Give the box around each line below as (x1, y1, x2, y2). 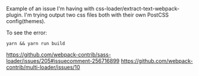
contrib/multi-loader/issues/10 (6, 64, 80, 71)
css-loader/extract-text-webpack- (95, 5, 180, 12)
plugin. (6, 11, 23, 18)
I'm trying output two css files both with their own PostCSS (24, 11, 169, 18)
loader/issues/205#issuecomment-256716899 (6, 58, 120, 64)
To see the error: (6, 29, 48, 36)
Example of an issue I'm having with (6, 5, 95, 12)
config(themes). (6, 18, 46, 24)
